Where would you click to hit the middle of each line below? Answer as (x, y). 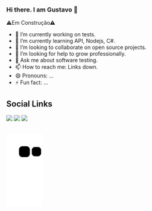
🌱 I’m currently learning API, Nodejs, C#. (65, 41)
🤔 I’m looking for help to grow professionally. (70, 54)
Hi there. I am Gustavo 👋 (42, 10)
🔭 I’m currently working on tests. (55, 34)
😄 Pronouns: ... (34, 76)
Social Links (30, 104)
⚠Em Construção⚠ (31, 23)
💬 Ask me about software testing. (56, 60)
